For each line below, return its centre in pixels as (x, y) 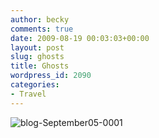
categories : (35, 85)
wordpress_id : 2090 (51, 76)
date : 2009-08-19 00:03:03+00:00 (80, 38)
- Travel (28, 94)
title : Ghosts (40, 66)
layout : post (37, 47)
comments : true (42, 29)
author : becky (40, 19)
